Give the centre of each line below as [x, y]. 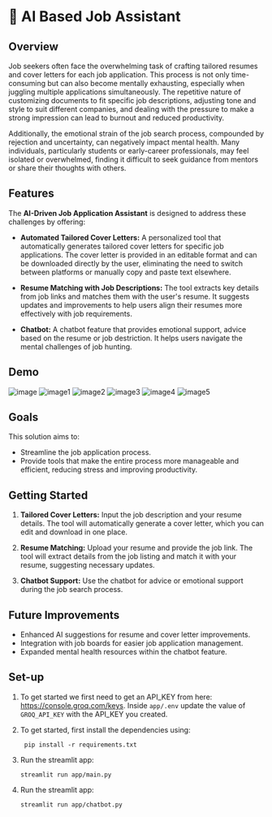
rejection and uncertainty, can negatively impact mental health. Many [124, 142]
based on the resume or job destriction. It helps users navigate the [132, 338]
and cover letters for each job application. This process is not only [119, 75]
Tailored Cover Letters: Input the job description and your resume [131, 515]
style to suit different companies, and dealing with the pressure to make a [131, 109]
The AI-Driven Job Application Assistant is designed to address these [127, 213]
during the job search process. [71, 590]
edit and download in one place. [74, 532]
